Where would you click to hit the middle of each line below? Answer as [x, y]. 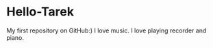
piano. [15, 37]
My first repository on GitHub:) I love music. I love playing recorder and [106, 30]
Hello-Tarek [40, 12]
